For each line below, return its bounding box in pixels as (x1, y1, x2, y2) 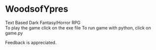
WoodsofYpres (5, 3, 68, 15)
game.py (5, 30, 23, 36)
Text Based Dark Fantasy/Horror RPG (5, 20, 80, 25)
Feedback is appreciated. (5, 39, 57, 45)
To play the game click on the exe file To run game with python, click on (5, 25, 152, 30)
